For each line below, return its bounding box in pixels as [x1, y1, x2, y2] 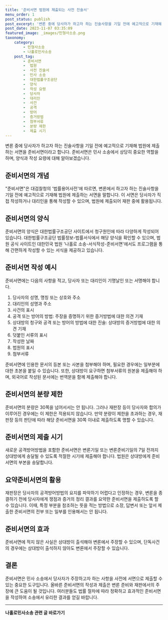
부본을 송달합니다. [18, 459, 53, 466]
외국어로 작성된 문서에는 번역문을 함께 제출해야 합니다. [11, 374, 117, 380]
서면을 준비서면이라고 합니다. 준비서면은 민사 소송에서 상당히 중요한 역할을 [14, 149, 159, 155]
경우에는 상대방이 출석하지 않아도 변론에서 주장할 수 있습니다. [10, 545, 129, 551]
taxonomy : [5, 36, 26, 41]
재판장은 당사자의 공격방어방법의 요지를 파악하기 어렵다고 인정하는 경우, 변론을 [5, 490, 157, 496]
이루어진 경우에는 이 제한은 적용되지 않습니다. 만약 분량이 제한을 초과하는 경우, [5, 410, 157, 416]
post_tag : [14, 54, 35, 59]
